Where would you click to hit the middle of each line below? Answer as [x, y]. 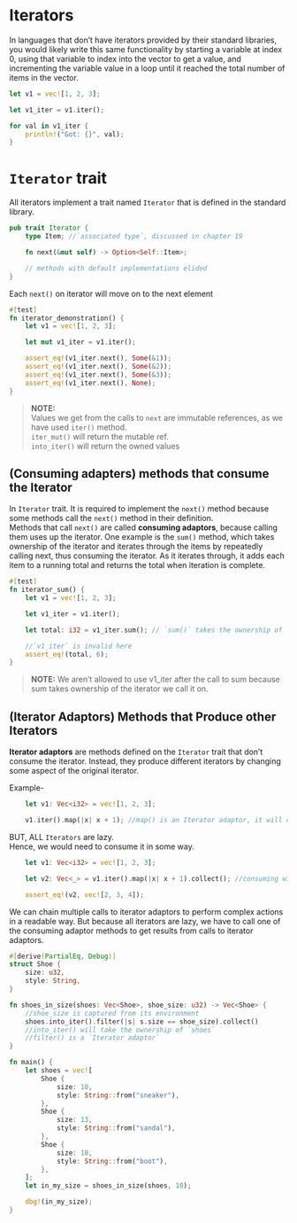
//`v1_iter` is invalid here [79, 646]
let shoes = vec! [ [59, 1071]
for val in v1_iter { [49, 126]
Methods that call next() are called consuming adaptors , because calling [144, 527]
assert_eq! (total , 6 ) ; [67, 654]
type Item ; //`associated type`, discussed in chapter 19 [134, 237]
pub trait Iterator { [49, 228]
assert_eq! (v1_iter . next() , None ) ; [91, 383]
